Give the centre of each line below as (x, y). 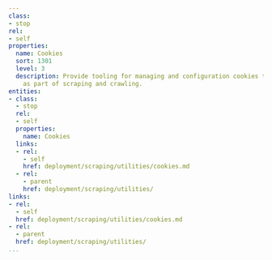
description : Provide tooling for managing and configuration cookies (137, 76)
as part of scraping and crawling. (83, 83)
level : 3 (30, 69)
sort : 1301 (34, 62)
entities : (25, 91)
